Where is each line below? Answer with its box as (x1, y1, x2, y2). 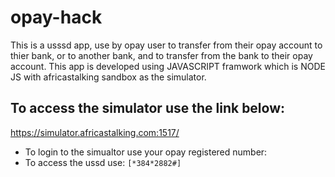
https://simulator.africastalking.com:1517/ (10, 126, 180, 138)
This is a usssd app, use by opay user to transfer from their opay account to (10, 39, 323, 51)
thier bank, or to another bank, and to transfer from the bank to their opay (10, 49, 313, 61)
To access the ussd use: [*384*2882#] (24, 156, 182, 168)
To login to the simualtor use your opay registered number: (24, 146, 268, 158)
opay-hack (10, 6, 103, 29)
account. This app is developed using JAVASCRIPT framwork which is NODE (10, 60, 326, 72)
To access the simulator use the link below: (10, 100, 286, 117)
